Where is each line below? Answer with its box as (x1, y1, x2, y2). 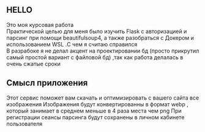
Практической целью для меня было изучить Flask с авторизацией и (6, 28, 187, 35)
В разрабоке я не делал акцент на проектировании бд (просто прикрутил (6, 47, 199, 54)
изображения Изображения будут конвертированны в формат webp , (6, 100, 188, 108)
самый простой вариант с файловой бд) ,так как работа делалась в (6, 53, 184, 61)
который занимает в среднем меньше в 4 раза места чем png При (6, 107, 182, 114)
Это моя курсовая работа (6, 21, 74, 28)
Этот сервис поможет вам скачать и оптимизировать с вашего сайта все (6, 94, 199, 101)
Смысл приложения (6, 78, 88, 88)
